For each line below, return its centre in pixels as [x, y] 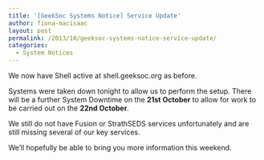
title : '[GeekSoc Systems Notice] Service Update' [95, 16]
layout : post [30, 30]
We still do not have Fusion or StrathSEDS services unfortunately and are [129, 124]
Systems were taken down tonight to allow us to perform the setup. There [130, 91]
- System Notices [45, 53]
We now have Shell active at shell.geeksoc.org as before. [103, 76]
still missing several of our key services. [74, 132]
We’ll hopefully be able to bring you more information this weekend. [120, 148]
